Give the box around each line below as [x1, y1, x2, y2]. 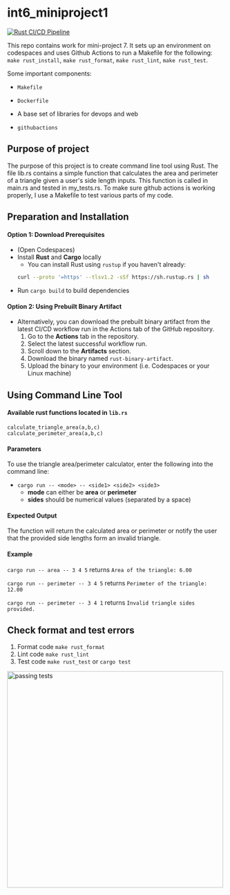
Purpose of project [7, 143, 90, 155]
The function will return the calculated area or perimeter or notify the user [7, 526, 218, 535]
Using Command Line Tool [7, 389, 123, 401]
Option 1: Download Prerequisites [7, 230, 105, 238]
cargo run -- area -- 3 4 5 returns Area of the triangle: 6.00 [7, 565, 192, 574]
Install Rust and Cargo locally [17, 253, 102, 261]
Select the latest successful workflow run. [27, 339, 147, 348]
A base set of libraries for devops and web [17, 109, 139, 118]
